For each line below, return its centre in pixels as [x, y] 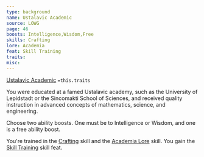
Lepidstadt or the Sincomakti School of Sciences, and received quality [94, 98]
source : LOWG [23, 23]
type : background [28, 12]
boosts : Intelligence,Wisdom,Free [50, 35]
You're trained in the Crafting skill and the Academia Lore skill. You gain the [101, 141]
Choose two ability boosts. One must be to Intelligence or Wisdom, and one [101, 122]
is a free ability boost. [33, 129]
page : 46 [17, 29]
